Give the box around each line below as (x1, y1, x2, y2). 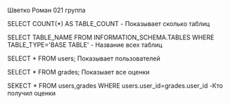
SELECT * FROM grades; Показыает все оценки (7, 68, 150, 76)
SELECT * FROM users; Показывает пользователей (7, 54, 160, 63)
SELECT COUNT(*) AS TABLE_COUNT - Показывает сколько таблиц (7, 20, 210, 27)
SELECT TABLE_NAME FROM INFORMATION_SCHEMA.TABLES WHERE (7, 33, 215, 41)
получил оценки (7, 89, 56, 97)
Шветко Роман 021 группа (7, 6, 86, 14)
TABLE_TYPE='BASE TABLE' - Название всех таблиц (7, 41, 163, 48)
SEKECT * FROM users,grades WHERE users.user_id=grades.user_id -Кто (7, 82, 224, 90)
